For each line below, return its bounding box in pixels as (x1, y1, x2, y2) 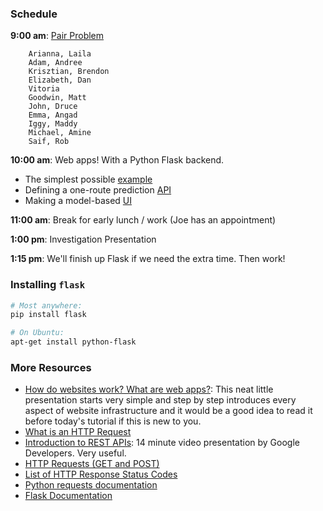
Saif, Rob (28, 137, 70, 147)
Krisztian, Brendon (28, 67, 110, 77)
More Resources (10, 361, 92, 375)
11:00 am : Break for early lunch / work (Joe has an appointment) (10, 214, 277, 226)
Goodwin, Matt (28, 93, 87, 103)
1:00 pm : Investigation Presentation (10, 233, 157, 246)
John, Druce (28, 102, 78, 112)
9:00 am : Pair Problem (10, 30, 105, 42)
